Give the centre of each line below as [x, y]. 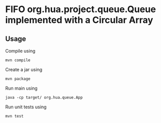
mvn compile [18, 60]
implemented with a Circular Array [79, 20]
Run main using [22, 88]
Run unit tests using [26, 107]
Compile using [20, 51]
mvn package [18, 79]
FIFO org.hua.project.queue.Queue [81, 9]
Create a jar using [24, 70]
